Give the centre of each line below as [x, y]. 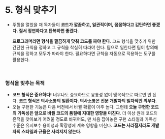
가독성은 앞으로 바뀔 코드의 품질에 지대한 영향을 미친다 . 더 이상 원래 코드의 [87, 113]
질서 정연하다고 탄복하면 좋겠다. [49, 30]
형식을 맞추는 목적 [25, 83]
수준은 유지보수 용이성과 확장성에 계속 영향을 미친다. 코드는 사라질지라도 [81, 125]
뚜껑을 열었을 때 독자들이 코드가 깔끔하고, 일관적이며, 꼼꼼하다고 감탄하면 [82, 25]
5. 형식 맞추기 [31, 10]
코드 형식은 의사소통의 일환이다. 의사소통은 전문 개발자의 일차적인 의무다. [88, 101]
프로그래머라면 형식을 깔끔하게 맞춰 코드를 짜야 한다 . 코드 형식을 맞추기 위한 [84, 41]
